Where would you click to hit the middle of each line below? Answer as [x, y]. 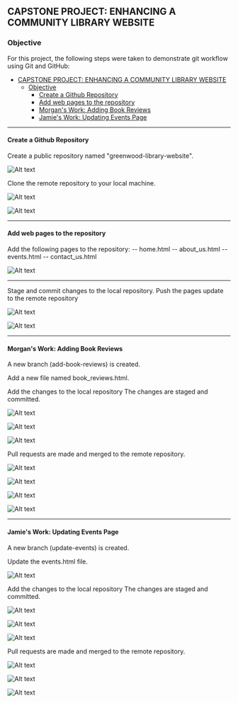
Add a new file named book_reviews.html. [68, 378]
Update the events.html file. [48, 561]
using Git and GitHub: [39, 66]
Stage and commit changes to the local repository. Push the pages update [115, 291]
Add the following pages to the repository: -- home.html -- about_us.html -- [118, 249]
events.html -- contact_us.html [52, 257]
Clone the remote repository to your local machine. [81, 183]
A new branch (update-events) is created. [68, 547]
